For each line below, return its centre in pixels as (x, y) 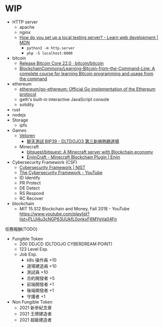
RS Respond (32, 193)
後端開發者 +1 (40, 290)
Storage (20, 120)
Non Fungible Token (32, 302)
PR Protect (30, 183)
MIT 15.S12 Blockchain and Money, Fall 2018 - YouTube (74, 208)
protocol (28, 94)
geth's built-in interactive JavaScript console (64, 99)
